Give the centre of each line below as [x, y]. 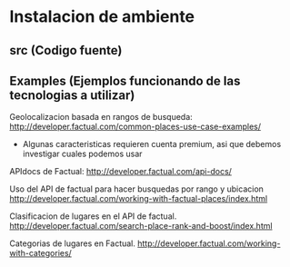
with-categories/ [41, 253]
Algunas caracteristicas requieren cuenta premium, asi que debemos [152, 144]
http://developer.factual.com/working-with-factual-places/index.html [139, 199]
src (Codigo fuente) [66, 50]
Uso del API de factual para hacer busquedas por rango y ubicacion [136, 189]
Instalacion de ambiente [102, 17]
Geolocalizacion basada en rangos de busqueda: [101, 117]
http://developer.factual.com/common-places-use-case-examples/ [135, 127]
